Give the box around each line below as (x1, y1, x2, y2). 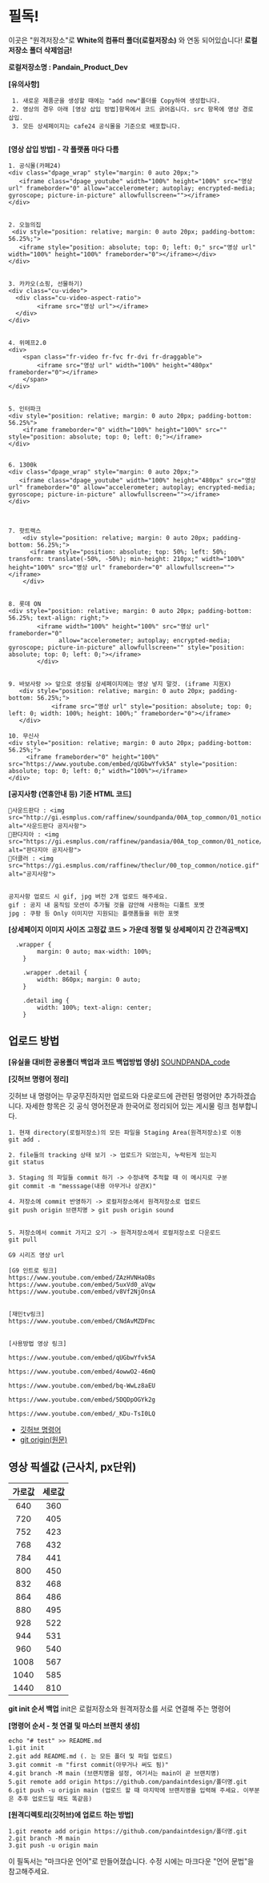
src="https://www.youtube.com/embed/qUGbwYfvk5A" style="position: (8, 759, 239, 768)
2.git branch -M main (8, 1834, 81, 1842)
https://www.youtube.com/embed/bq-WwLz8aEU (8, 1381, 156, 1389)
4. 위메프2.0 (8, 339, 46, 347)
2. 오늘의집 (8, 221, 42, 229)
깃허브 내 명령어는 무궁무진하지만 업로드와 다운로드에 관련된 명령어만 (8, 1091, 223, 1100)
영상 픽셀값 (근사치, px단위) (8, 1460, 137, 1474)
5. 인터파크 (8, 405, 42, 413)
